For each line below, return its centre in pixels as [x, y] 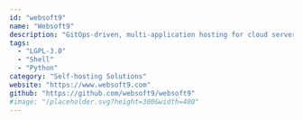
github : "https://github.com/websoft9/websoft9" [102, 93]
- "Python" [38, 69]
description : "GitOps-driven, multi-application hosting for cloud [139, 34]
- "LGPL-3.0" [42, 51]
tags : [19, 43]
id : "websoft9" [38, 18]
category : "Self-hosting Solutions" [78, 77]
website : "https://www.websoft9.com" [80, 85]
